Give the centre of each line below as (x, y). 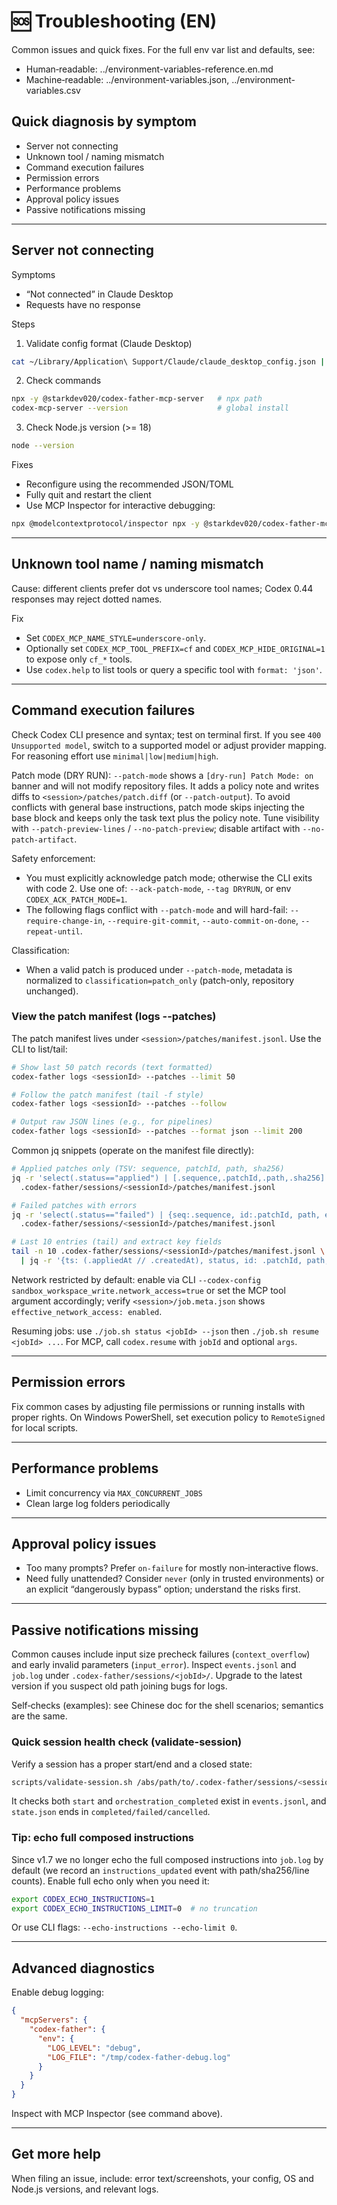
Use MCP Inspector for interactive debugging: (120, 506)
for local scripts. (45, 1427)
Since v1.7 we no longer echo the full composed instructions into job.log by (167, 1859)
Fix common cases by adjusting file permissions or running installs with (158, 1406)
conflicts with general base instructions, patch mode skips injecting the (158, 807)
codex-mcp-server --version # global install (150, 408)
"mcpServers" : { (54, 2020)
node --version (43, 446)
